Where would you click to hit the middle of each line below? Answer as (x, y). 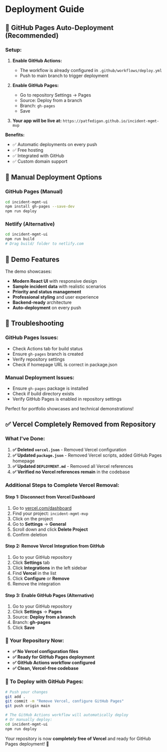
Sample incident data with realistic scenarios (59, 286)
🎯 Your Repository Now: (34, 640)
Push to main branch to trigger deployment (64, 76)
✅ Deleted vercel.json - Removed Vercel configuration (69, 449)
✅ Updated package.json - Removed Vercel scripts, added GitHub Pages (87, 455)
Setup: (13, 50)
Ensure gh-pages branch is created (48, 354)
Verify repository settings (38, 359)
